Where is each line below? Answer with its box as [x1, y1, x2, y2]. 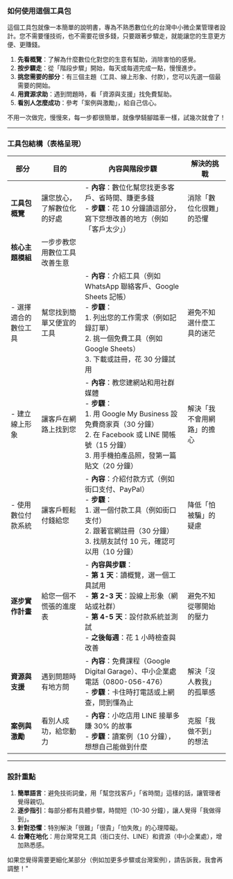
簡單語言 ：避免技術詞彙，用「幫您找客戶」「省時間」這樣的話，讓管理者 [17, 789, 221, 797]
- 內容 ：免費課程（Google [85, 656, 171, 665]
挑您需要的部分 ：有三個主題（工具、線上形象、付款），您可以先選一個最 [17, 73, 221, 81]
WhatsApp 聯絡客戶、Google [85, 281, 179, 291]
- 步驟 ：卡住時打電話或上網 [85, 687, 175, 697]
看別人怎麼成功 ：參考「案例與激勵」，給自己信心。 [17, 99, 161, 107]
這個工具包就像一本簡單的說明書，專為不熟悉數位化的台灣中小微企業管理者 [7, 23, 220, 32]
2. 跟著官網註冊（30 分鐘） [85, 526, 174, 536]
